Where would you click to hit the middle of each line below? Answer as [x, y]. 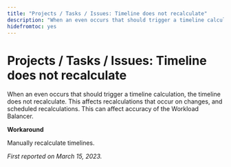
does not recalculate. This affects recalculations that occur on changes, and [115, 101]
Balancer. [21, 116]
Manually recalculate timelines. [51, 143]
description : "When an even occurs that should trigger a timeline [106, 20]
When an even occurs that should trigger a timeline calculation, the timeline [114, 95]
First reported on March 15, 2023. [55, 157]
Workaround [25, 130]
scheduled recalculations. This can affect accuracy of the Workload [103, 109]
